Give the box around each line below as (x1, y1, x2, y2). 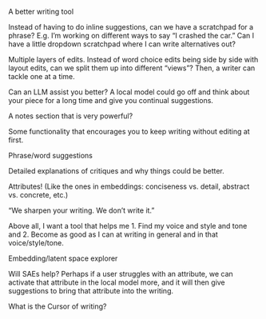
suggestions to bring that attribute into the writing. (8, 286, 174, 295)
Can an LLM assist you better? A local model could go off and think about (8, 87, 250, 97)
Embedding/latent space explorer (8, 253, 118, 263)
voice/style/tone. (8, 238, 64, 247)
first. (8, 135, 24, 145)
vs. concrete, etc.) (8, 190, 69, 199)
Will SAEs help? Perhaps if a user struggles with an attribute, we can (8, 269, 233, 278)
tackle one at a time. (8, 72, 76, 81)
